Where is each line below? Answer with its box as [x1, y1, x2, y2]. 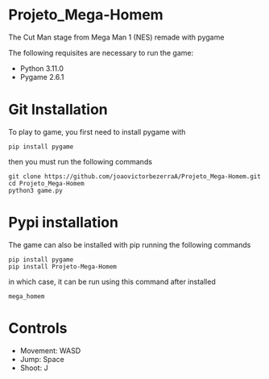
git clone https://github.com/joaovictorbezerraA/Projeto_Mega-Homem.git [8, 172, 262, 181]
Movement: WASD [19, 345, 81, 356]
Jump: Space [19, 354, 64, 364]
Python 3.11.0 [19, 63, 64, 73]
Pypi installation [8, 214, 119, 231]
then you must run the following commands [8, 156, 153, 166]
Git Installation [8, 101, 108, 119]
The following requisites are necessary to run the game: [8, 48, 194, 57]
